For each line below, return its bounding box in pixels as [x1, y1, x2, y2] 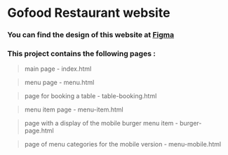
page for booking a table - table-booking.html [24, 92, 157, 100]
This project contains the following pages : [7, 49, 156, 59]
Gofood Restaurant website [7, 5, 170, 21]
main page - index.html [24, 65, 92, 73]
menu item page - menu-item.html [24, 105, 124, 114]
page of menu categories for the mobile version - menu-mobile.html [24, 140, 222, 149]
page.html [24, 126, 54, 135]
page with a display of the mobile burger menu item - [24, 119, 179, 128]
